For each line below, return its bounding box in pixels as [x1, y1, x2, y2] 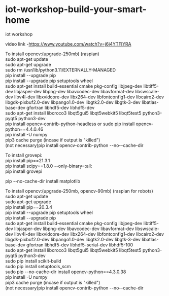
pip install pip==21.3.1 [5, 157, 50, 163]
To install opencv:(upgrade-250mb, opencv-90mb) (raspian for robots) [5, 188, 153, 194]
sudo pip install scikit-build [5, 257, 62, 264]
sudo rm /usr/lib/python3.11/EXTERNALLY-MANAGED [5, 67, 116, 73]
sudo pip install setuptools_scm [5, 263, 71, 269]
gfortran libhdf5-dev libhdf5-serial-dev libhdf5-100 [26, 242, 133, 248]
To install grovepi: [5, 152, 43, 158]
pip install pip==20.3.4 [5, 204, 52, 210]
